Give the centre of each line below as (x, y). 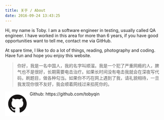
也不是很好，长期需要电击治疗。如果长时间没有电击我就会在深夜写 (88, 72)
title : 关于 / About (25, 10)
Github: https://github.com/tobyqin (65, 94)
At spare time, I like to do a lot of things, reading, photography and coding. (80, 50)
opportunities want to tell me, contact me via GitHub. (58, 41)
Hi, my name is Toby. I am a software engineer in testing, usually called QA (81, 30)
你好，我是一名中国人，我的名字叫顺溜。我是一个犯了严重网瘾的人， (86, 65)
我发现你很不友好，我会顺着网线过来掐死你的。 (64, 84)
